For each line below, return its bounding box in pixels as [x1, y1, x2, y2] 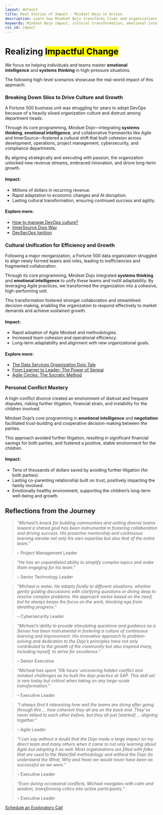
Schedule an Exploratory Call [5, 804, 63, 810]
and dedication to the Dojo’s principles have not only [33, 638, 138, 644]
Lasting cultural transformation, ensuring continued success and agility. [12, 197, 156, 203]
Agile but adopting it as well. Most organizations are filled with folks [16, 746, 153, 752]
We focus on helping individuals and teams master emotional [5, 62, 128, 68]
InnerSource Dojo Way [12, 224, 57, 230]
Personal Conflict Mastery [5, 384, 68, 391]
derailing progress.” [16, 604, 57, 610]
